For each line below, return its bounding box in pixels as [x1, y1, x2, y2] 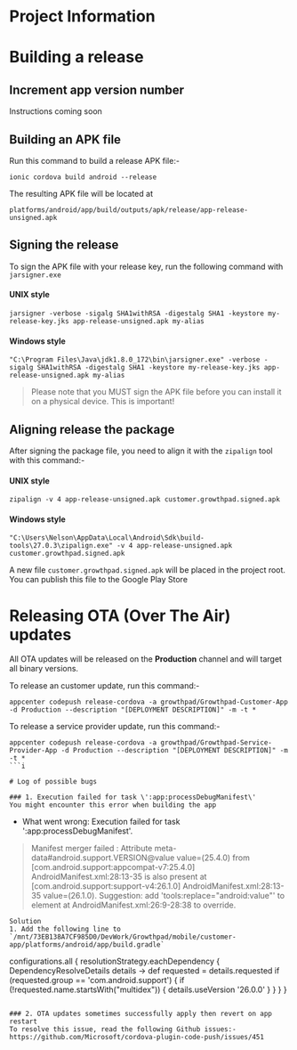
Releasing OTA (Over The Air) [9, 606, 231, 625]
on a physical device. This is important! [30, 396, 175, 407]
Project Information [9, 6, 156, 27]
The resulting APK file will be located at [9, 189, 154, 199]
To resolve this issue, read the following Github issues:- [9, 1025, 237, 1034]
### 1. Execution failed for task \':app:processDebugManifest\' [9, 793, 256, 802]
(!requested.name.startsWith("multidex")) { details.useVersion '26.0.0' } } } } [9, 984, 287, 995]
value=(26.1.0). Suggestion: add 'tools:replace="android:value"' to [43, 891, 285, 901]
